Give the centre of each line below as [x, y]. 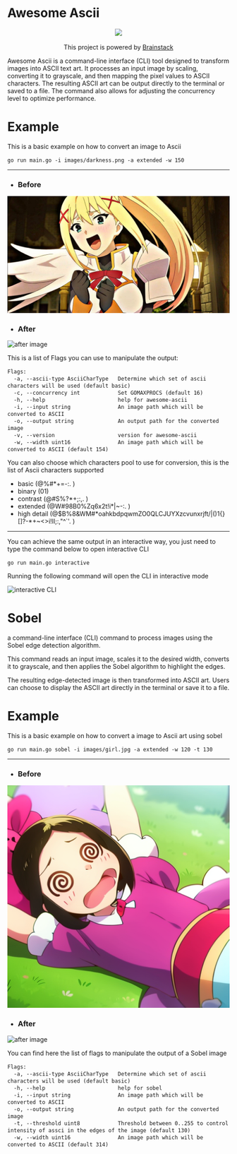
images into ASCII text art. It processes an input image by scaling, [103, 68]
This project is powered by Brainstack [119, 47]
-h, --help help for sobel [88, 1088]
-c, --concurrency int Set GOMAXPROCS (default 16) [108, 393]
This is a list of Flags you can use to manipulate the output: [93, 358]
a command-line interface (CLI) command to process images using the [110, 638]
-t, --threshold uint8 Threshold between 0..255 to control [121, 1123]
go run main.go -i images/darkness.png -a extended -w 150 [96, 160]
